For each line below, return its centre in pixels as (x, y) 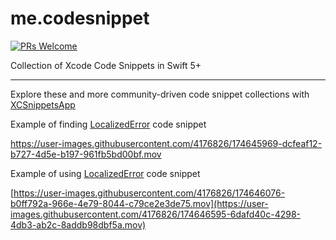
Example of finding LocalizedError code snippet (108, 124)
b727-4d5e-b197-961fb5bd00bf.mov (86, 154)
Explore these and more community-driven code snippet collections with (160, 94)
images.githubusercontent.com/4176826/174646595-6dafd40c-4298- (155, 214)
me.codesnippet (80, 18)
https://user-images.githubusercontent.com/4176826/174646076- (149, 193)
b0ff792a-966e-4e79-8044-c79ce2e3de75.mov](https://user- (139, 203)
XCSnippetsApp (43, 104)
